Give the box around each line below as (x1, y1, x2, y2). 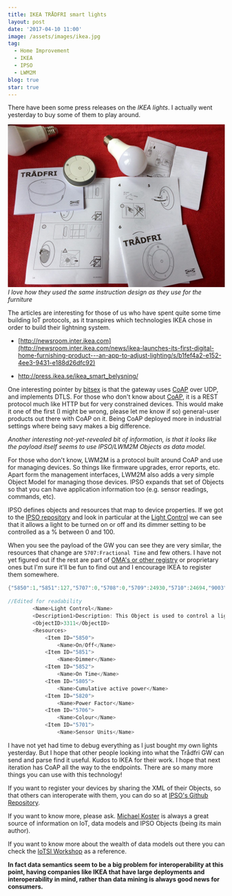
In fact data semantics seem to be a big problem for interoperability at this (8, 860, 224, 868)
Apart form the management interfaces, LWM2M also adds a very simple (8, 470, 215, 479)
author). (8, 826, 30, 835)
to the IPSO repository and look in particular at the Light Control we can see (8, 513, 222, 521)
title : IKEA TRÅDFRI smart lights (8, 11, 107, 18)
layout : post (8, 18, 45, 25)
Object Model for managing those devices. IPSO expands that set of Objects (8, 478, 224, 486)
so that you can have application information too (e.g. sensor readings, (8, 486, 209, 494)
